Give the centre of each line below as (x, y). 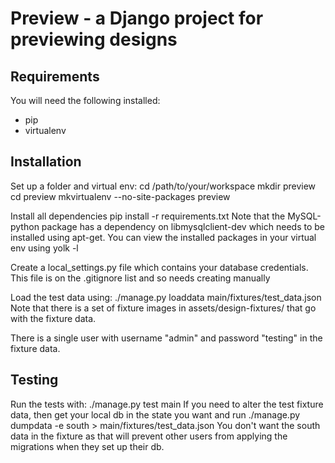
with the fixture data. (53, 318)
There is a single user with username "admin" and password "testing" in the (166, 338)
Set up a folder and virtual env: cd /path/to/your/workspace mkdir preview (163, 186)
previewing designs (94, 39)
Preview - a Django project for (137, 18)
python (25, 226)
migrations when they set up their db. (87, 446)
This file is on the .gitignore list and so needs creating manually (140, 278)
